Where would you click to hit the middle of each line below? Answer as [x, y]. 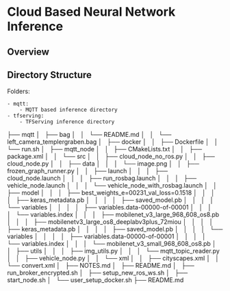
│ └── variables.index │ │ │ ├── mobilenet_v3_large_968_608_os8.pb [113, 215]
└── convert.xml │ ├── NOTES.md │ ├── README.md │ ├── [101, 266]
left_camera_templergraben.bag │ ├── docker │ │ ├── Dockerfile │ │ [113, 142]
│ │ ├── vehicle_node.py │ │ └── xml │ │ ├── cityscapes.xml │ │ [113, 258]
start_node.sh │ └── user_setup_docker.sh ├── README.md [95, 280]
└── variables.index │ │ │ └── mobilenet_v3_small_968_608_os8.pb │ [112, 244]
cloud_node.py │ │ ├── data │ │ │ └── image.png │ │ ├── [103, 164]
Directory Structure [50, 75]
